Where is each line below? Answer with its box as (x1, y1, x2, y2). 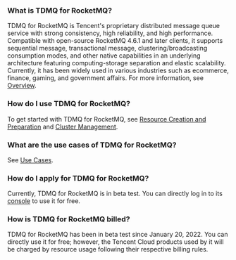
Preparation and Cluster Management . (7, 122, 118, 131)
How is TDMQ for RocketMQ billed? (7, 214, 130, 224)
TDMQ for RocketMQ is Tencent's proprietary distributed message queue (7, 22, 221, 30)
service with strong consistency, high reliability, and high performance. (7, 29, 213, 37)
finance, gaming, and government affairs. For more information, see (7, 74, 204, 82)
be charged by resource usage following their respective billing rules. (7, 245, 209, 254)
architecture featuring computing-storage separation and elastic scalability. (7, 59, 227, 67)
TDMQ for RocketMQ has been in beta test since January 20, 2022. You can (7, 230, 228, 239)
